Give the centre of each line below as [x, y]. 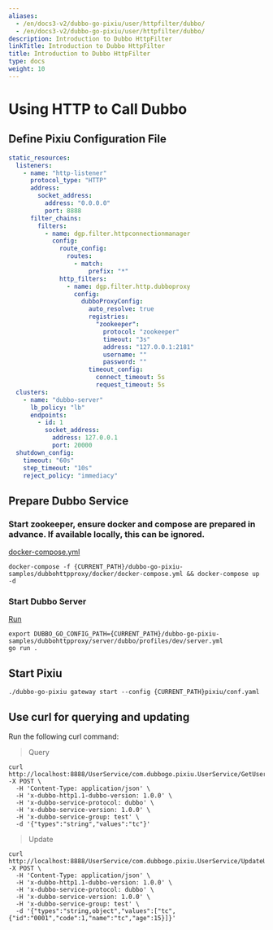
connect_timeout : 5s [130, 378]
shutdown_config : [45, 452]
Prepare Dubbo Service [69, 501]
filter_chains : [56, 218]
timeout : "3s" [127, 339]
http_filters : [83, 279]
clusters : [32, 392]
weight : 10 [27, 69]
